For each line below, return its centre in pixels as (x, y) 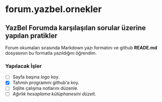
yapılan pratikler (31, 35)
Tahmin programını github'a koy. (46, 83)
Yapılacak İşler (23, 66)
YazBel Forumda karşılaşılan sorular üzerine (75, 28)
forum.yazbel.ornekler (54, 9)
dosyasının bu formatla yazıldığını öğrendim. (51, 53)
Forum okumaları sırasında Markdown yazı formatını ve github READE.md (81, 48)
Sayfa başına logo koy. (36, 77)
